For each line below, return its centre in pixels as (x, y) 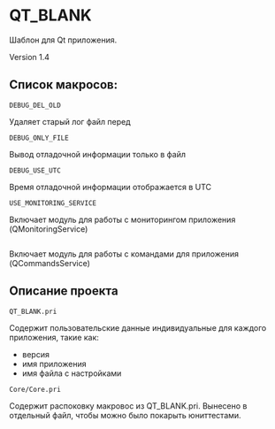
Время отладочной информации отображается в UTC (111, 187)
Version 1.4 (30, 57)
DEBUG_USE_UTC (35, 170)
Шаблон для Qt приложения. (63, 40)
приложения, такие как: (54, 337)
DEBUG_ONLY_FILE (39, 138)
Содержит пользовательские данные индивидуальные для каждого (138, 327)
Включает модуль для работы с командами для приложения (124, 254)
